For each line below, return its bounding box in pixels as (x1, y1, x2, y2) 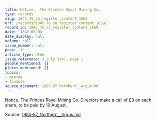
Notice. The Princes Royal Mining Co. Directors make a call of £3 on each (5, 97, 152, 103)
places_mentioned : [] (5, 66, 49, 71)
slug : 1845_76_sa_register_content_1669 (5, 16, 88, 21)
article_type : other (5, 52, 47, 57)
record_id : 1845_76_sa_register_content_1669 (5, 25, 98, 30)
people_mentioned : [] (5, 61, 49, 66)
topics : (5, 70, 21, 75)
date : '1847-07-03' (5, 30, 45, 34)
